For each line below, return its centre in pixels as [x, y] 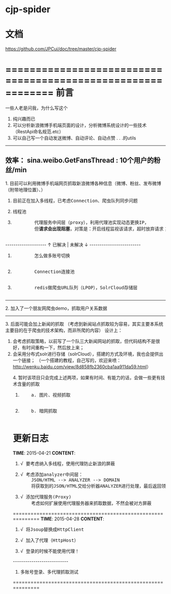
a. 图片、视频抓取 [51, 395]
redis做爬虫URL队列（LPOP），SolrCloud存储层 [86, 288]
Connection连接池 [54, 271]
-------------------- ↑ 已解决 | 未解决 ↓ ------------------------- [73, 244]
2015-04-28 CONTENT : [79, 519]
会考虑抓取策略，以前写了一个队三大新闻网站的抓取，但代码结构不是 [84, 341]
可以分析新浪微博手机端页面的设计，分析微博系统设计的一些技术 [79, 125]
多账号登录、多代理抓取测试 [49, 572]
